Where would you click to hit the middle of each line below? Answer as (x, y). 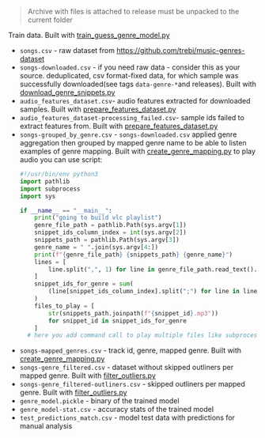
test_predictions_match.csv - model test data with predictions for (127, 417)
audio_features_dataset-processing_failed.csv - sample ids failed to (132, 117)
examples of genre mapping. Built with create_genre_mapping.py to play (137, 151)
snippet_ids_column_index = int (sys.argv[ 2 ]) (111, 232)
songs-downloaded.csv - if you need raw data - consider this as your (130, 67)
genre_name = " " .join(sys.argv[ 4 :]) (97, 247)
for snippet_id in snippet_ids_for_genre (118, 321)
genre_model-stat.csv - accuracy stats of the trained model (117, 410)
